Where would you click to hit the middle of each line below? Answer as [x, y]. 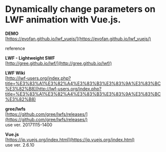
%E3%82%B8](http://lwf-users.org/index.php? [53, 88]
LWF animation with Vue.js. [63, 20]
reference [15, 48]
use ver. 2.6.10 [20, 145]
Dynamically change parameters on [80, 9]
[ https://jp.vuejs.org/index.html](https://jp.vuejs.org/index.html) [70, 140]
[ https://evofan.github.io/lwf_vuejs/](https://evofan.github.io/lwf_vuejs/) [78, 39]
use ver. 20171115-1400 [29, 125]
